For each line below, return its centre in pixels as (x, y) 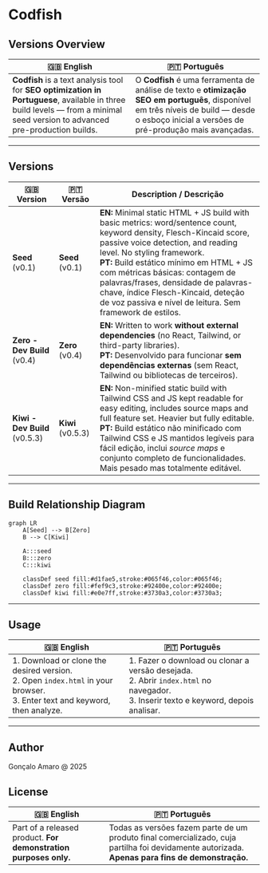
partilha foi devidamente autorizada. (177, 847)
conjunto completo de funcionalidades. (172, 458)
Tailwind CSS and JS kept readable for (171, 398)
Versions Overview (57, 44)
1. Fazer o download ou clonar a (189, 661)
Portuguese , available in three (69, 100)
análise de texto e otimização (191, 90)
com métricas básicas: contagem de (167, 272)
